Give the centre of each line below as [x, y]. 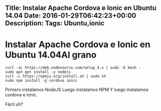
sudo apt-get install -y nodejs [38, 72]
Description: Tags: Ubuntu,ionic [55, 23]
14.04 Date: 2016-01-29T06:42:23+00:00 [71, 16]
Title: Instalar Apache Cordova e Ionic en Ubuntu [81, 8]
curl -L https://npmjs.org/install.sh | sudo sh [56, 76]
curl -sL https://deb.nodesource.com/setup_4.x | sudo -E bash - [73, 68]
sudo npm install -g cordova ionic [41, 81]
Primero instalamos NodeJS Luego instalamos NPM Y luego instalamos [77, 89]
